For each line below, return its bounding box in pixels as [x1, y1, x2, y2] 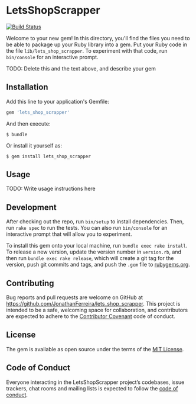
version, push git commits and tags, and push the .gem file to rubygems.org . [6, 261, 191, 268]
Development [6, 202, 57, 212]
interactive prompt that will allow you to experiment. [6, 230, 132, 238]
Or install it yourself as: [6, 142, 62, 149]
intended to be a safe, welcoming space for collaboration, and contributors [6, 306, 188, 314]
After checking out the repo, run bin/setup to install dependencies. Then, [6, 218, 184, 225]
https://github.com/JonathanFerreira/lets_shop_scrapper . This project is [6, 300, 181, 307]
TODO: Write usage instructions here [6, 185, 96, 193]
